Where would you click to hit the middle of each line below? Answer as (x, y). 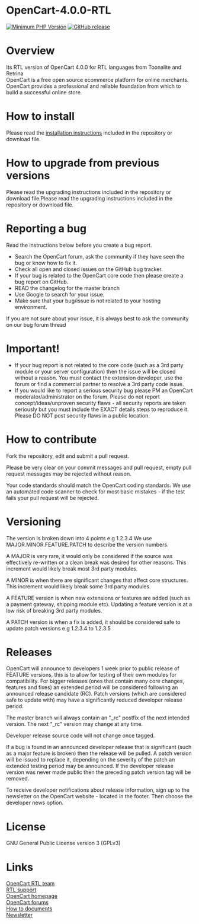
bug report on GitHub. (41, 282)
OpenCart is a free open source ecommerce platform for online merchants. (97, 79)
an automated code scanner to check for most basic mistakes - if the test (96, 491)
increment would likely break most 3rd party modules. (72, 568)
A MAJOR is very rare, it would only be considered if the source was (89, 556)
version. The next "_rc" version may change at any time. (75, 724)
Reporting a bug (46, 228)
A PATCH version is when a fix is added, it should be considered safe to (93, 622)
